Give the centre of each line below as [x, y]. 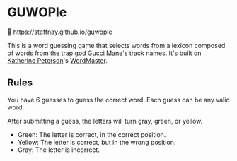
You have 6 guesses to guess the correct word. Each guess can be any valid [118, 100]
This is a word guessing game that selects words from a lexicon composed [116, 45]
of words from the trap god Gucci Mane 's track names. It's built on [104, 53]
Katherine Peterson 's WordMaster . [57, 60]
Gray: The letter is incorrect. [59, 150]
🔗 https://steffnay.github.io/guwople [60, 32]
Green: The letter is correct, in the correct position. [92, 134]
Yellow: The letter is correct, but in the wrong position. [97, 142]
